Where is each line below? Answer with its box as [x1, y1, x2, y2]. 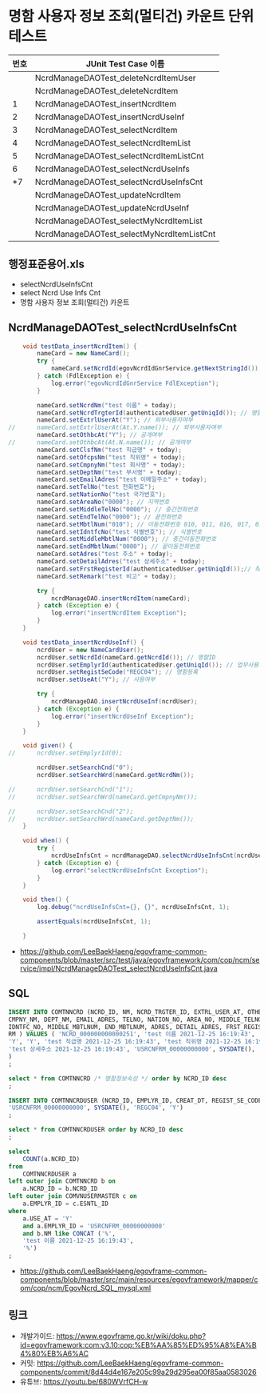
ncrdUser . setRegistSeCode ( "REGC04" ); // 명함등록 [37, 668, 199, 676]
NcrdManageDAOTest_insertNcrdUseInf [34, 111, 185, 122]
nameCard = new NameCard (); [37, 350, 130, 358]
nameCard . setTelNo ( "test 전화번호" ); [37, 483, 156, 491]
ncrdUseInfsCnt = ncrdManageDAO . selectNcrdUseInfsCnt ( [50, 851, 238, 860]
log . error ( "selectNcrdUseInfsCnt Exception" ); [50, 866, 209, 875]
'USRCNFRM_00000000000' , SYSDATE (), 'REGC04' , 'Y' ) [8, 1104, 183, 1112]
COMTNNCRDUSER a [22, 1170, 77, 1178]
